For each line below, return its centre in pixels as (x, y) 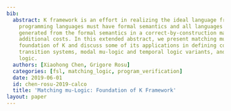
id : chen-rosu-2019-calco (50, 84)
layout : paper (27, 97)
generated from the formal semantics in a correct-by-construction (118, 33)
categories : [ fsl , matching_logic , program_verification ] (98, 71)
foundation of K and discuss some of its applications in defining (118, 46)
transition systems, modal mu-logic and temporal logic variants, (116, 52)
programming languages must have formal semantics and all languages (121, 26)
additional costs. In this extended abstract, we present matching (118, 39)
